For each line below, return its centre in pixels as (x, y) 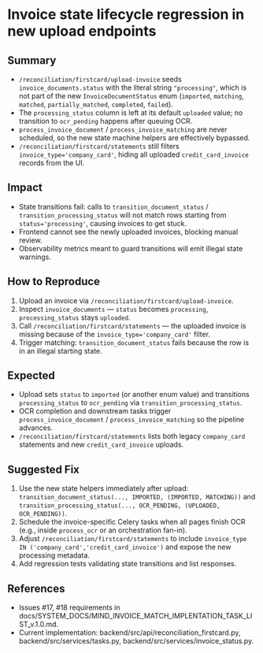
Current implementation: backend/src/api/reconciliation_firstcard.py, (130, 633)
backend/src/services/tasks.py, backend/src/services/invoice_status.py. (136, 641)
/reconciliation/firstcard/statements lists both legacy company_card (132, 436)
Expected (31, 376)
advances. (35, 428)
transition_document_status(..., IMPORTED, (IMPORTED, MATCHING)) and (137, 497)
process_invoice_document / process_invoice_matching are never (123, 129)
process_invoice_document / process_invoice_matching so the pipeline (131, 420)
